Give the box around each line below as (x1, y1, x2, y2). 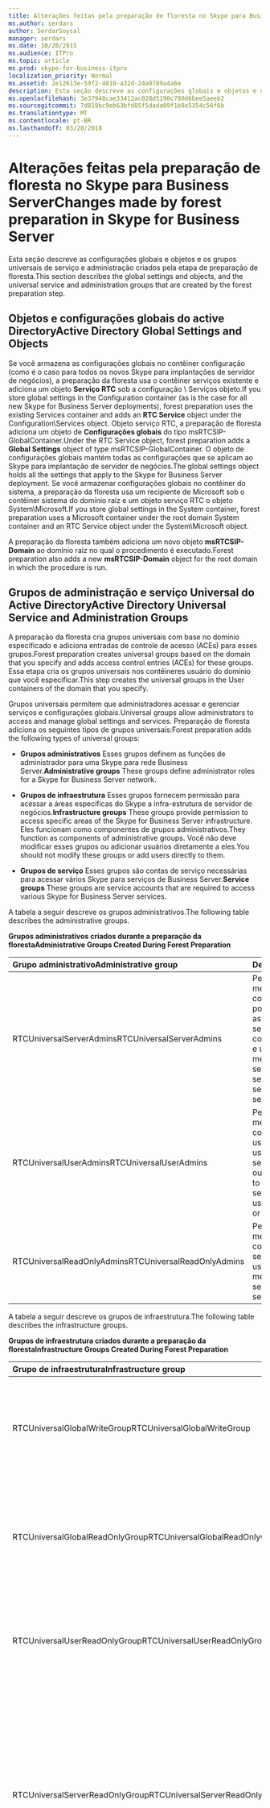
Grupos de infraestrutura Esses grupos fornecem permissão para (19, 791, 239, 800)
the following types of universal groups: (8, 734, 140, 743)
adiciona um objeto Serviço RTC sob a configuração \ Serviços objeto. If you (8, 384, 261, 393)
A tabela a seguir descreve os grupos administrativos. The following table (8, 908, 250, 917)
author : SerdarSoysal (8, 27, 81, 35)
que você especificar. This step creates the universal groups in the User (8, 675, 245, 685)
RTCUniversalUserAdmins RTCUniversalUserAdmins (12, 1158, 208, 1169)
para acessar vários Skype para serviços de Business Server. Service (19, 875, 250, 884)
